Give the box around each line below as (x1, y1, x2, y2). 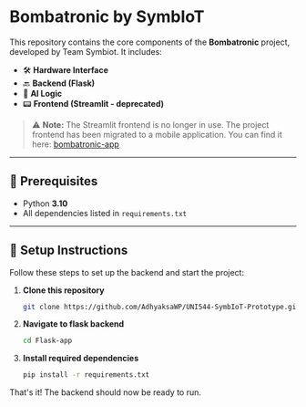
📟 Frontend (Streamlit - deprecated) (22, 98, 165, 109)
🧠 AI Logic (22, 88, 62, 99)
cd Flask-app (22, 336, 73, 346)
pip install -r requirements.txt (22, 370, 150, 380)
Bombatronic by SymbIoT (9, 6, 205, 27)
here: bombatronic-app (31, 139, 120, 150)
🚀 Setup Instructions (9, 243, 128, 258)
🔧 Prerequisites (9, 173, 98, 189)
